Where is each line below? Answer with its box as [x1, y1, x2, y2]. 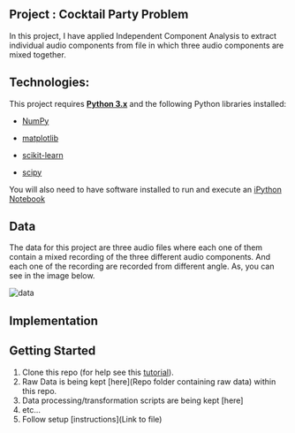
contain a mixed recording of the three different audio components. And [9, 252, 271, 262]
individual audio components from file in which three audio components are [9, 40, 284, 50]
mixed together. [9, 49, 66, 60]
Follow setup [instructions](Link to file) [21, 414, 163, 424]
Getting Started [9, 344, 96, 359]
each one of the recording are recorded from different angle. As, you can [9, 261, 275, 272]
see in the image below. [9, 270, 95, 281]
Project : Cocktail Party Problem [9, 7, 189, 22]
